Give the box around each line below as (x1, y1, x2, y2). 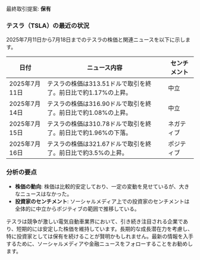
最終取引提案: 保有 (6, 5, 51, 12)
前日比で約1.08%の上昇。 (58, 109, 132, 117)
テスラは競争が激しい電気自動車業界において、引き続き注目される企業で (6, 218, 183, 225)
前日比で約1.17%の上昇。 (58, 89, 132, 97)
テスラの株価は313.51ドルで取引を (46, 80, 146, 88)
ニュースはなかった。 (20, 190, 73, 198)
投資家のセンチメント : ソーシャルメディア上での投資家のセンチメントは (14, 198, 190, 205)
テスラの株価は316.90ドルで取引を (46, 100, 146, 108)
